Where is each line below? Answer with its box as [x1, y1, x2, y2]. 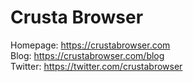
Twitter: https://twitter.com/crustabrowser [10, 60, 183, 72]
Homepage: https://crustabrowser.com [10, 39, 171, 51]
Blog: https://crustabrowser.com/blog [10, 49, 165, 61]
